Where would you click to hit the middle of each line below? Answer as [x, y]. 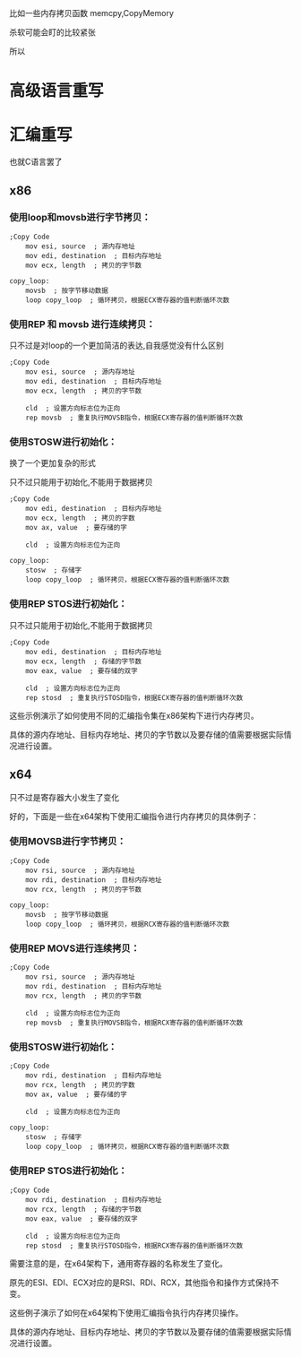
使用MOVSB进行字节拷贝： [68, 842]
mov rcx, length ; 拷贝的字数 [81, 1085]
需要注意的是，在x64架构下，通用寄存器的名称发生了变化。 [119, 1263]
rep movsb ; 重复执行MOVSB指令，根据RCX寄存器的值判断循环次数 [134, 1023]
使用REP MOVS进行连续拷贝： [75, 948]
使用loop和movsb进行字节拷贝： [80, 218]
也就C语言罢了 [36, 162]
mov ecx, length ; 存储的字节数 [84, 661]
